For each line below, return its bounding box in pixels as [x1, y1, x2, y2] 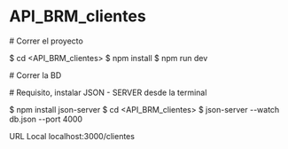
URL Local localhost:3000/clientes [9, 130, 136, 141]
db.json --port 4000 [9, 114, 82, 124]
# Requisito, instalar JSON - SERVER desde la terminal [9, 87, 207, 98]
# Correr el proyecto [9, 35, 84, 46]
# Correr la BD [9, 69, 62, 81]
